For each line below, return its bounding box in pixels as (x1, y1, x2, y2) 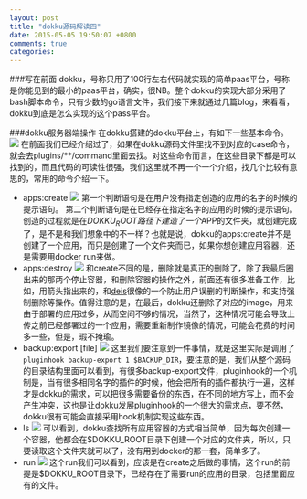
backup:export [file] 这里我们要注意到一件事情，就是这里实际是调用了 (22, 342, 295, 353)
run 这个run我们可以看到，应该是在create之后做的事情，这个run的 (22, 456, 282, 467)
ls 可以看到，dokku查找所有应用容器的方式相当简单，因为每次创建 (22, 422, 283, 433)
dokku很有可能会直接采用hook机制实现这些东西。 (22, 410, 210, 421)
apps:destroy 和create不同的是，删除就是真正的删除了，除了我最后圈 (22, 262, 294, 273)
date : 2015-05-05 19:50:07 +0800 (9, 30, 137, 39)
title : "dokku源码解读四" (9, 22, 101, 31)
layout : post (9, 13, 59, 23)
